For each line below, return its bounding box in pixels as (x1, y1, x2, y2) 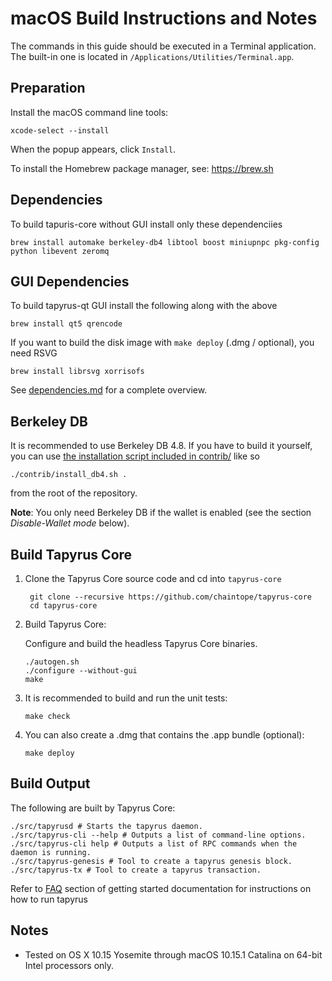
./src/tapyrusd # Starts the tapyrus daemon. (10, 821, 203, 831)
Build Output (10, 775, 91, 792)
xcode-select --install (10, 125, 110, 136)
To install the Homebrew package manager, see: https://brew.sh (10, 162, 274, 174)
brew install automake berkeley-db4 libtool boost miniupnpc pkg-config (10, 237, 320, 247)
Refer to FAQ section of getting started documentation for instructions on (10, 882, 312, 894)
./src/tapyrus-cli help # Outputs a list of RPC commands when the (10, 838, 298, 849)
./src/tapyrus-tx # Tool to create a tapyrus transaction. (10, 865, 262, 875)
